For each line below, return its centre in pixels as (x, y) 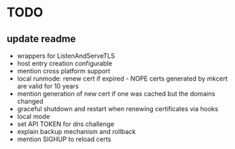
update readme (41, 39)
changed (30, 101)
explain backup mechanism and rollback (76, 132)
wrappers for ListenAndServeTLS (66, 56)
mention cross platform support (64, 71)
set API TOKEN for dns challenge (66, 124)
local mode (34, 116)
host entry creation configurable (64, 63)
